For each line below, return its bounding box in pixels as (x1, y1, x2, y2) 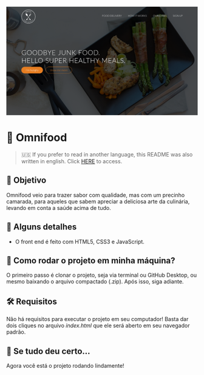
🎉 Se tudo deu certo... (6, 346, 90, 356)
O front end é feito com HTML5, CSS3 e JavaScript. (15, 238, 144, 245)
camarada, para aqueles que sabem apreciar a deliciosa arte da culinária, (6, 198, 190, 205)
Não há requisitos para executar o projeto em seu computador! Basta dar (6, 316, 189, 323)
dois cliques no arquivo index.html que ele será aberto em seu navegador (6, 322, 190, 329)
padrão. (6, 328, 26, 336)
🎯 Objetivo (6, 175, 47, 186)
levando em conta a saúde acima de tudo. (6, 204, 111, 211)
